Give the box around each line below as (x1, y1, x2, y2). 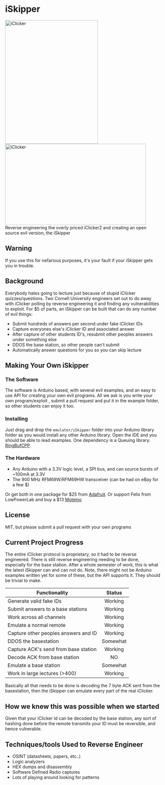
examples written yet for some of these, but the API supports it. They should (5, 572, 161, 578)
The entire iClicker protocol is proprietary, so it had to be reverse (5, 551, 137, 557)
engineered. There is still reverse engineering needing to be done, (5, 557, 140, 563)
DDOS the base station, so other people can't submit (12, 342, 120, 348)
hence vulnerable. (5, 726, 42, 732)
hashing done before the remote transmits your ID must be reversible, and (5, 721, 156, 727)
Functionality (36, 589, 68, 596)
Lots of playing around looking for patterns (12, 775, 100, 781)
